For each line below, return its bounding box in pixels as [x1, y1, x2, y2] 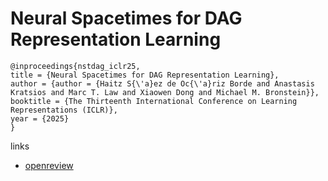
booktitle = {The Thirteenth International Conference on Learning [10, 96, 298, 106]
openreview [24, 159, 74, 171]
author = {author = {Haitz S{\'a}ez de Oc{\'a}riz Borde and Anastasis [10, 78, 315, 89]
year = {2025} [10, 113, 70, 124]
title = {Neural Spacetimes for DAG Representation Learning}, [10, 70, 280, 80]
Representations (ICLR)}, [10, 105, 118, 115]
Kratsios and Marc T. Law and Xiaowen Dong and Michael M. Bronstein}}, [10, 87, 320, 97]
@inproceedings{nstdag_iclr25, [10, 61, 141, 71]
